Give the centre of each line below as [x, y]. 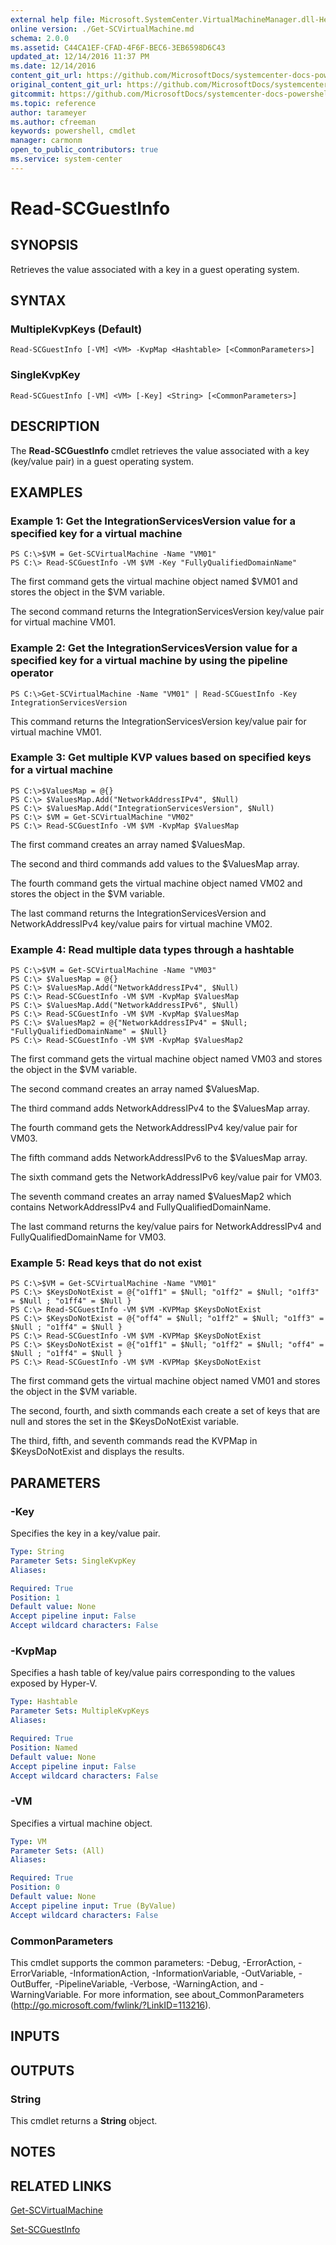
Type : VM [28, 1841]
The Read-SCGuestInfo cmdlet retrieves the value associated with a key [160, 450]
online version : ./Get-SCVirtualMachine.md [102, 29]
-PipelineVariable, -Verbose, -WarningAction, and [156, 1984]
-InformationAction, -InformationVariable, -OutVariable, [183, 1973]
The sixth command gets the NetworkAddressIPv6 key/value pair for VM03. [166, 1177]
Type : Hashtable [44, 1702]
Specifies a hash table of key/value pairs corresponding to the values [153, 1673]
